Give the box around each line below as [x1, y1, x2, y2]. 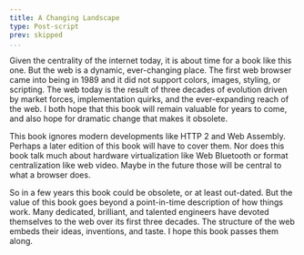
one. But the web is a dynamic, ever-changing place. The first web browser [9, 65, 292, 76]
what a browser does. [9, 169, 91, 180]
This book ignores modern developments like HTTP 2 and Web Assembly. [9, 131, 286, 142]
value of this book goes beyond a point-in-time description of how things [9, 197, 284, 208]
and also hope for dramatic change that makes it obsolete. [9, 113, 228, 124]
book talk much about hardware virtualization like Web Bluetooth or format [9, 150, 289, 161]
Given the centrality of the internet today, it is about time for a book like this [9, 56, 292, 66]
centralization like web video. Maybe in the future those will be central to [9, 160, 282, 171]
